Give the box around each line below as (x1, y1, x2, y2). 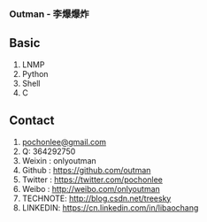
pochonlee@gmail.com (21, 136, 107, 147)
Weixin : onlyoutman (21, 155, 97, 165)
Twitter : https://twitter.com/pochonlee (21, 174, 164, 185)
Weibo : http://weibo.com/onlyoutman (21, 183, 161, 194)
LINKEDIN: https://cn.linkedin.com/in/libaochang (21, 202, 199, 213)
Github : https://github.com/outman (21, 165, 151, 175)
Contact (9, 113, 55, 128)
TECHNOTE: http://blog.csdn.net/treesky (21, 193, 172, 203)
